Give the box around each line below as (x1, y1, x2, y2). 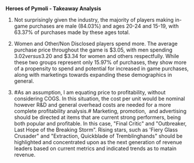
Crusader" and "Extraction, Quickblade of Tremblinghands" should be (13, 133, 183, 140)
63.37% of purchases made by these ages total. (13, 29, 130, 36)
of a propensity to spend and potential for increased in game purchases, (13, 65, 189, 72)
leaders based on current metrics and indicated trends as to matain (13, 145, 177, 152)
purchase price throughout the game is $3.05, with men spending (13, 46, 173, 53)
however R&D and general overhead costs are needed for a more (13, 101, 171, 108)
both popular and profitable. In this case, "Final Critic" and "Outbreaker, (13, 120, 187, 127)
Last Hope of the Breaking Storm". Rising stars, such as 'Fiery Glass (13, 126, 178, 133)
